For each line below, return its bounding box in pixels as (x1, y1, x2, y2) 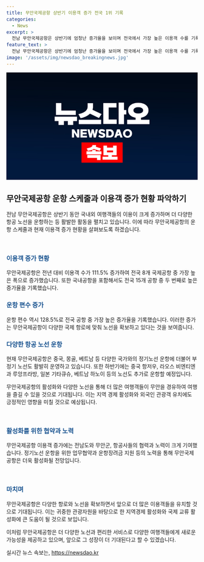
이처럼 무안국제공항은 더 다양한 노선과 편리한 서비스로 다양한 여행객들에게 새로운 (6, 528, 196, 535)
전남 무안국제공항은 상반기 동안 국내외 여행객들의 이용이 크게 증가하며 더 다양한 (6, 211, 193, 218)
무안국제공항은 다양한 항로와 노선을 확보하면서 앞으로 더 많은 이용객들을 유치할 (6, 500, 191, 507)
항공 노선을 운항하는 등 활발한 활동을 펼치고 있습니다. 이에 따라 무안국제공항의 (6, 218, 189, 226)
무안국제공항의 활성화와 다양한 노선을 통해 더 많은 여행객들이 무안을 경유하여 (6, 383, 186, 390)
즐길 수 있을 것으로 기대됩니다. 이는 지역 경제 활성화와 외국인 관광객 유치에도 (12, 390, 192, 398)
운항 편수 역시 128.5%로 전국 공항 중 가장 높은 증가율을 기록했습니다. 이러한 (6, 316, 185, 323)
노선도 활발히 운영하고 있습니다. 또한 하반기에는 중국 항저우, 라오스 (17, 362, 175, 370)
